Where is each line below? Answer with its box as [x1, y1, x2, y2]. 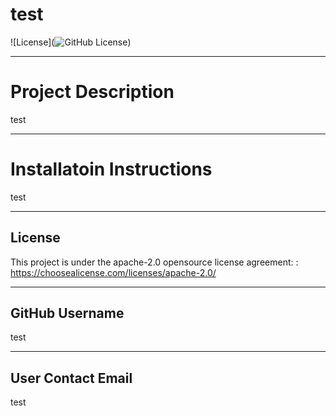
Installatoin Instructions [10, 158, 213, 181]
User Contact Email [10, 369, 133, 387]
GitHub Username [10, 305, 125, 322]
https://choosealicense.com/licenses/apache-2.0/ [10, 266, 217, 278]
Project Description [10, 81, 175, 103]
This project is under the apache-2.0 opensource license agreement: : [10, 256, 299, 268]
